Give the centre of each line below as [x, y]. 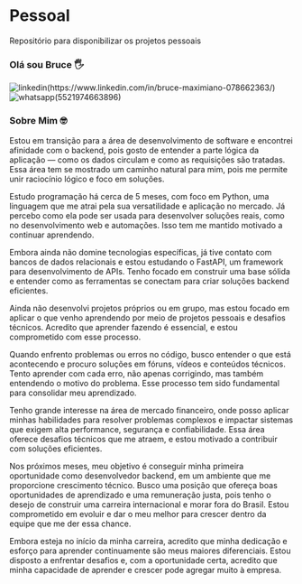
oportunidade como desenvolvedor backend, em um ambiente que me [140, 476]
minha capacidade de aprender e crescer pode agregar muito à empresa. [146, 570]
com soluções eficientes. [56, 449]
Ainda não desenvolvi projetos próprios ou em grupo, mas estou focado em [150, 308]
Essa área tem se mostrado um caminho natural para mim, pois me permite [149, 169]
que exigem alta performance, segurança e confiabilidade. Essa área [137, 429]
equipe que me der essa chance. [70, 524]
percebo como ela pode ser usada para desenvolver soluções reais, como [147, 215]
